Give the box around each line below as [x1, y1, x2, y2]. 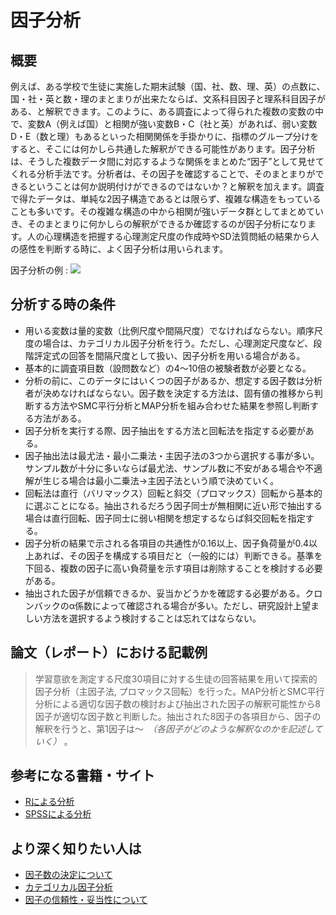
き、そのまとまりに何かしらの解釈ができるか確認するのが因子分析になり [10, 218, 308, 230]
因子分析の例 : [10, 264, 68, 276]
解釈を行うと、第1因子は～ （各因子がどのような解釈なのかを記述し [34, 722, 315, 735]
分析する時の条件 [10, 296, 116, 313]
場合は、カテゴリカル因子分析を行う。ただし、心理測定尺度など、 [42, 337, 314, 349]
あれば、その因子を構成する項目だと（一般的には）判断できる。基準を [33, 549, 323, 561]
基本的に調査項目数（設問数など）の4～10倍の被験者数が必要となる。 [24, 362, 312, 374]
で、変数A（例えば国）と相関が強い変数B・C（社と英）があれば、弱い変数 [10, 118, 318, 130]
